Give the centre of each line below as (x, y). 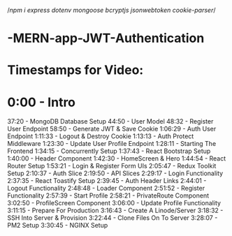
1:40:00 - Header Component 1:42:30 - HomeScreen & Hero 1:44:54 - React (117, 158)
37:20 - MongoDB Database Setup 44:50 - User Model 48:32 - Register (110, 121)
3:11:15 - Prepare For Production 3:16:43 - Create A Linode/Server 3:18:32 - (115, 211)
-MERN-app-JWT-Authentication (106, 38)
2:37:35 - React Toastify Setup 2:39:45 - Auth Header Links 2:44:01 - (107, 181)
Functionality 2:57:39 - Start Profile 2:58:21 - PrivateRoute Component (108, 196)
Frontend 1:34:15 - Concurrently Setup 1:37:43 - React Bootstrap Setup (109, 151)
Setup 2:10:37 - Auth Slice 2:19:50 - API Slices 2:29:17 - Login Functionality (115, 173)
